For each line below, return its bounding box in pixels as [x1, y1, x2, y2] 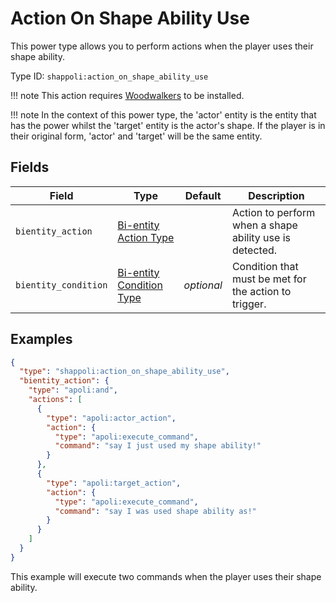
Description [248, 188, 305, 202]
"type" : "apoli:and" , [28, 385, 118, 396]
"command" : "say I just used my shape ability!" [54, 441, 262, 451]
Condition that [231, 259, 299, 273]
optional [183, 278, 223, 292]
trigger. [231, 297, 267, 311]
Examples [10, 331, 73, 348]
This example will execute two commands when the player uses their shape [10, 570, 322, 582]
